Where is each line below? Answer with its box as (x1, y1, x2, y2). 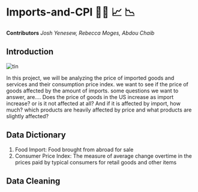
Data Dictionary (6, 130, 66, 140)
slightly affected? (6, 112, 49, 119)
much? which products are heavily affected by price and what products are (6, 106, 192, 113)
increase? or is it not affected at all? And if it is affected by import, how (6, 100, 181, 107)
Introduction (6, 47, 54, 57)
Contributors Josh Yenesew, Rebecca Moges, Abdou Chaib (6, 29, 155, 37)
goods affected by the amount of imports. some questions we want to (6, 87, 179, 94)
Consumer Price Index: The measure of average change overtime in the (14, 152, 192, 160)
